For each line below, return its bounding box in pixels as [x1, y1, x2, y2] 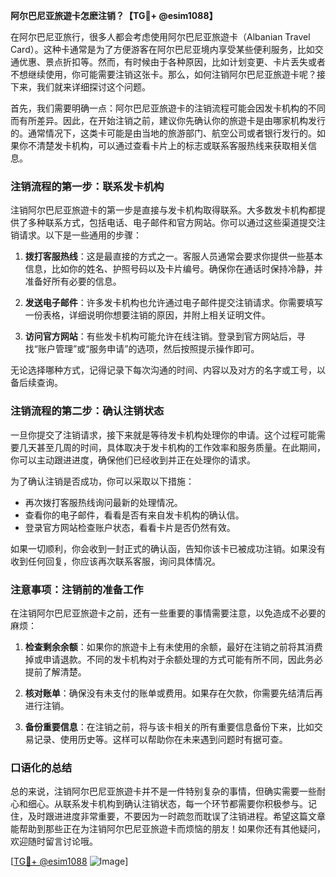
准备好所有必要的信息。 [24, 275, 122, 288]
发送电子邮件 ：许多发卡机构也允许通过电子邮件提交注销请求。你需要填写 [24, 297, 323, 309]
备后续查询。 [10, 377, 63, 389]
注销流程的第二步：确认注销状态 [10, 404, 165, 418]
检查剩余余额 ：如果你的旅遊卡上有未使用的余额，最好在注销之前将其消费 [24, 640, 323, 653]
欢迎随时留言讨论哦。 [10, 835, 98, 848]
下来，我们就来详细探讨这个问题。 [10, 81, 151, 93]
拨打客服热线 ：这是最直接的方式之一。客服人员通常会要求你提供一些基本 [24, 250, 323, 263]
